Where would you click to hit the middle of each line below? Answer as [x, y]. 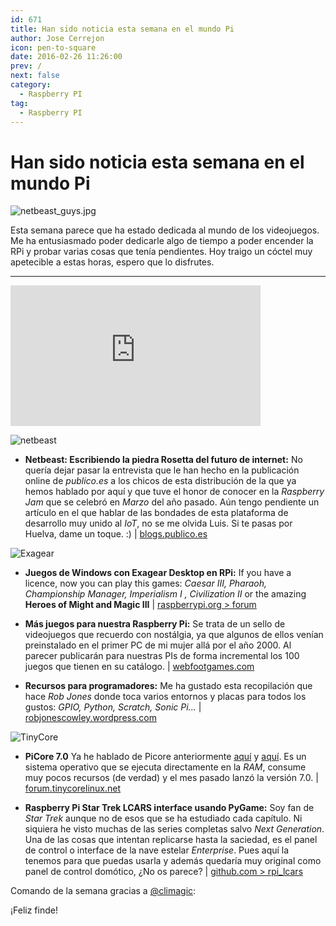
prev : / [26, 66]
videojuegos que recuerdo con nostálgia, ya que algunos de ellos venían [174, 635]
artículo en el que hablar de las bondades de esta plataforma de [156, 513]
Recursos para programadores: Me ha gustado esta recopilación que [168, 686]
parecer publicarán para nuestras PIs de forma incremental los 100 [162, 656]
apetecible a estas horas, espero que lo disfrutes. [112, 262]
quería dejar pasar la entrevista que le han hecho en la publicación [162, 470]
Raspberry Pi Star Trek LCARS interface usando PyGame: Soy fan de [169, 808]
